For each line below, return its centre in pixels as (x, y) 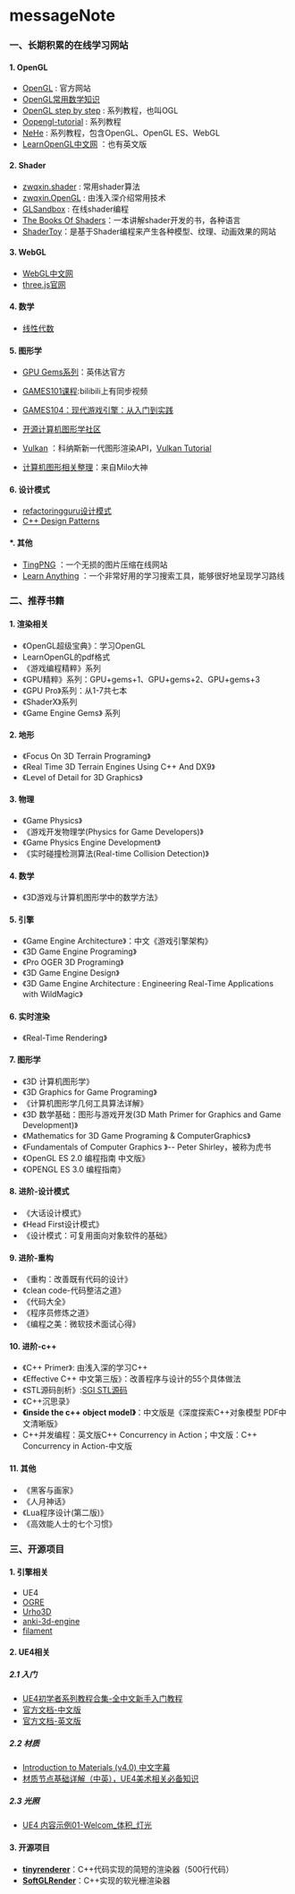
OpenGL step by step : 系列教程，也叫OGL (100, 111)
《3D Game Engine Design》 (71, 973)
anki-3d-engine (51, 1621)
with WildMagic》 (52, 994)
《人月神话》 (46, 1501)
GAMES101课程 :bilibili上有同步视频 (85, 392)
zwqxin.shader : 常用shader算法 (81, 186)
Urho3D (37, 1611)
